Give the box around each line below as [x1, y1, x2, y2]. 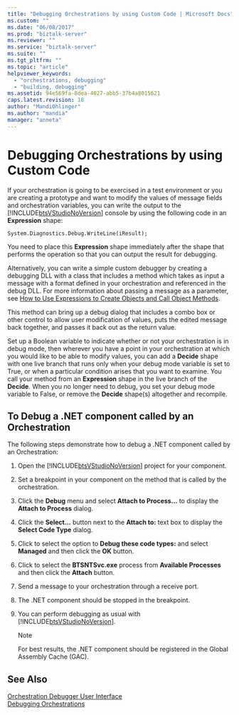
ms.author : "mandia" [7, 110, 69, 117]
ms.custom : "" [7, 17, 50, 24]
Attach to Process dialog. [17, 504, 94, 513]
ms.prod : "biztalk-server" [7, 30, 87, 38]
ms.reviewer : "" [7, 37, 55, 44]
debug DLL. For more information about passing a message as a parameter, [7, 286, 229, 295]
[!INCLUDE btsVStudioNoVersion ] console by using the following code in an [7, 208, 227, 217]
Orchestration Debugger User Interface [7, 692, 122, 701]
